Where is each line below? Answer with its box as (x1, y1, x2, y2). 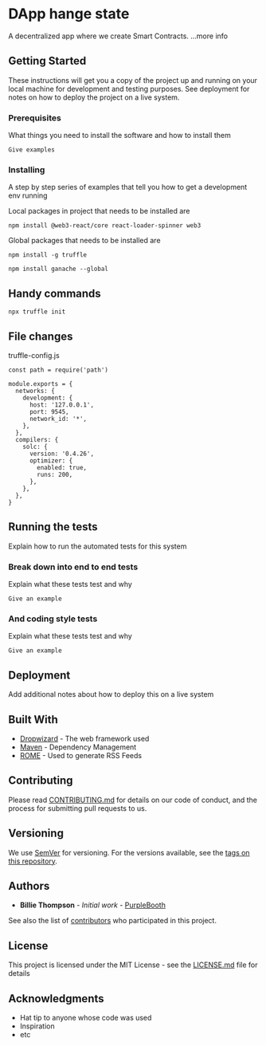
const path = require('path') (8, 366, 109, 374)
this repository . (8, 856, 58, 866)
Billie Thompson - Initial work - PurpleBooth (19, 900, 166, 910)
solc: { (22, 442, 48, 450)
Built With (8, 713, 58, 726)
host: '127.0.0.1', (29, 400, 94, 409)
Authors (8, 879, 50, 893)
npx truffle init (8, 308, 66, 316)
